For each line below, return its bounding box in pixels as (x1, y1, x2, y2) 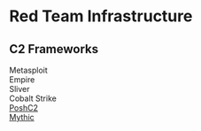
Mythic (9, 112, 35, 122)
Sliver (9, 84, 30, 94)
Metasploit (9, 65, 49, 75)
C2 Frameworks (9, 42, 99, 57)
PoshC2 (9, 103, 38, 112)
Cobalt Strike (9, 93, 58, 104)
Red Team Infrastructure (9, 6, 193, 27)
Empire (9, 74, 35, 85)
